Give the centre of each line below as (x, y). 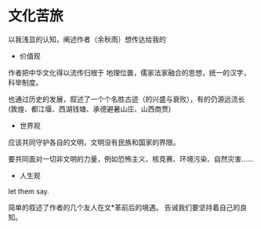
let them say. (29, 191)
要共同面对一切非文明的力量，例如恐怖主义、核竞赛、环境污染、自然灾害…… (131, 158)
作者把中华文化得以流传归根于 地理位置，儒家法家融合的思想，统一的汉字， (129, 72)
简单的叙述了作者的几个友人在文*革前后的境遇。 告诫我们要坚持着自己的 (124, 207)
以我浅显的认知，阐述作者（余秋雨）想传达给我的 (87, 39)
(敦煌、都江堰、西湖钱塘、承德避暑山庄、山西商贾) (90, 109)
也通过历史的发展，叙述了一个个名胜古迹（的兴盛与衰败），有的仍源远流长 (127, 99)
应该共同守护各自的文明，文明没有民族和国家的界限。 (94, 142)
